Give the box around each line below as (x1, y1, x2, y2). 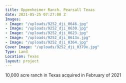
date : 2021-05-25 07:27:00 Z (5, 12, 66, 17)
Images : (5, 16, 21, 21)
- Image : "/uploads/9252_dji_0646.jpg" (5, 21, 88, 26)
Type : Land (5, 49, 28, 54)
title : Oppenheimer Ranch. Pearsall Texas (5, 7, 95, 12)
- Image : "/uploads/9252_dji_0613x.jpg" (5, 35, 91, 40)
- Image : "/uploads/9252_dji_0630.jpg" (5, 26, 88, 31)
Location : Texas (5, 53, 39, 59)
